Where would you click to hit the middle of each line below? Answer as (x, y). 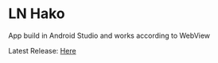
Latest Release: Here (43, 50)
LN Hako (37, 14)
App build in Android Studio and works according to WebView (109, 35)
